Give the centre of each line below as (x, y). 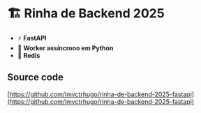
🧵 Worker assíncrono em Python (65, 48)
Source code (36, 77)
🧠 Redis (29, 55)
